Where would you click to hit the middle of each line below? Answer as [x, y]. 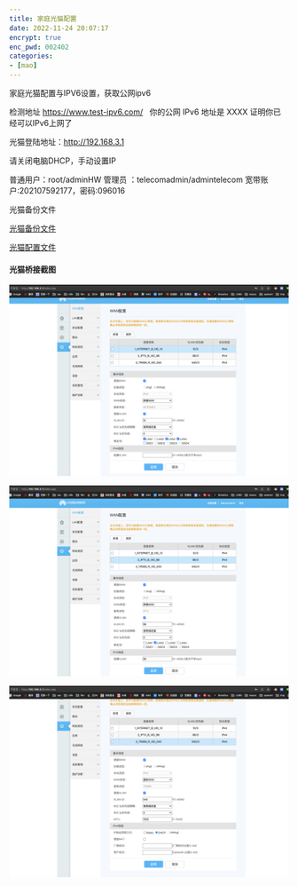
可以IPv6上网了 [44, 123]
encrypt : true [35, 37]
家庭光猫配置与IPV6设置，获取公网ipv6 [80, 93]
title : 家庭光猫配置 [43, 19]
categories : [31, 56]
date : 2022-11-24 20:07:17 [59, 28]
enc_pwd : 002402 [39, 47]
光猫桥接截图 [32, 269]
